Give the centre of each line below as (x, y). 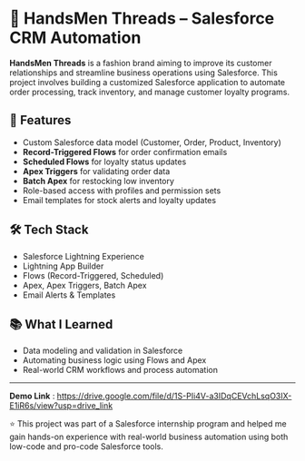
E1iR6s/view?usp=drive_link (61, 406)
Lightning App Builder (63, 266)
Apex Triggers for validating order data (96, 171)
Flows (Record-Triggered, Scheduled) (93, 275)
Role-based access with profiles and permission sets (122, 191)
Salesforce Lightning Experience (84, 256)
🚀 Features (40, 120)
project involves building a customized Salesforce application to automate (148, 82)
